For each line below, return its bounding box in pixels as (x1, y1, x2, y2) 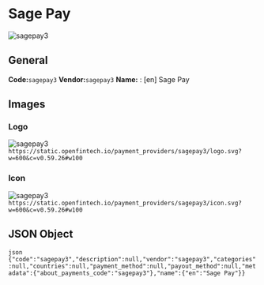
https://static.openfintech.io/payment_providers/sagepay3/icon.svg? (8, 199, 243, 207)
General (8, 54, 49, 67)
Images (8, 98, 46, 111)
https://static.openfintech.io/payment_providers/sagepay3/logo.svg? (8, 148, 243, 156)
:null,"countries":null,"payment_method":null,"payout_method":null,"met (8, 262, 257, 270)
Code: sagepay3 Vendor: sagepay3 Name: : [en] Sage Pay (8, 74, 190, 84)
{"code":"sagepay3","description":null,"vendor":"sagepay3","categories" (8, 255, 257, 263)
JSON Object (8, 227, 74, 241)
